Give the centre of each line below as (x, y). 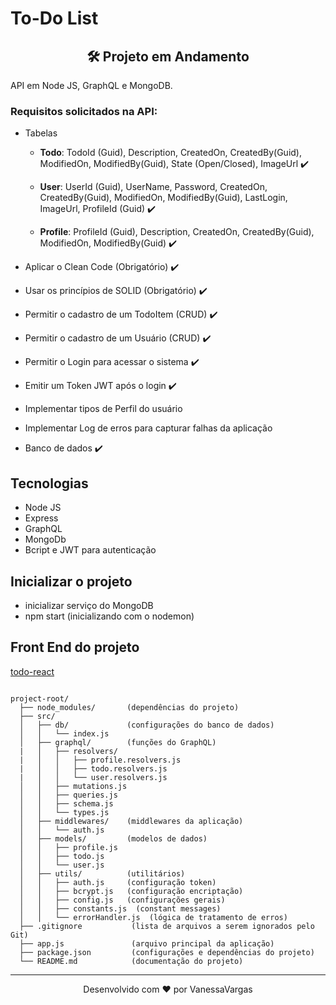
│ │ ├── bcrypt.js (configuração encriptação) (131, 891)
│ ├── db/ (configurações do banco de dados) (147, 725)
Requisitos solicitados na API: (84, 111)
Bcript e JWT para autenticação (90, 550)
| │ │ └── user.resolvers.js (93, 777)
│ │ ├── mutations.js (73, 786)
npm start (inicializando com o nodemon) (109, 616)
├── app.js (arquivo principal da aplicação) (147, 943)
